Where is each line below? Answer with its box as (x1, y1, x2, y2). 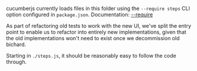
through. (6, 58, 27, 65)
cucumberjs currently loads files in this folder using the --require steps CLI (6, 5, 190, 12)
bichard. (6, 41, 26, 48)
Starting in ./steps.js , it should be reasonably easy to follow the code (6, 52, 176, 59)
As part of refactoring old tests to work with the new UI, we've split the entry (6, 23, 192, 29)
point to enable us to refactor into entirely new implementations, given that (6, 29, 186, 35)
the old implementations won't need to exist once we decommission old (6, 35, 180, 41)
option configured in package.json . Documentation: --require (6, 11, 153, 18)
